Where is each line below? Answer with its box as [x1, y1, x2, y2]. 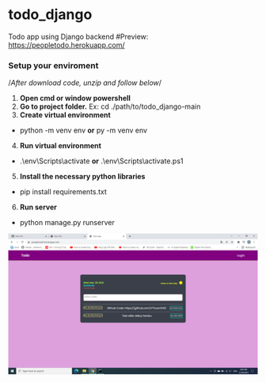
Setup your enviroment [8, 59, 99, 71]
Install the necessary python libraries [19, 172, 146, 182]
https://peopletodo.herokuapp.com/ [8, 40, 125, 49]
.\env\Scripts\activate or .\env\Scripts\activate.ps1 [19, 156, 184, 166]
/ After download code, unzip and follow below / [8, 78, 162, 88]
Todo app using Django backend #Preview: [8, 32, 149, 41]
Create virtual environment [19, 110, 111, 120]
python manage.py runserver [19, 218, 115, 228]
